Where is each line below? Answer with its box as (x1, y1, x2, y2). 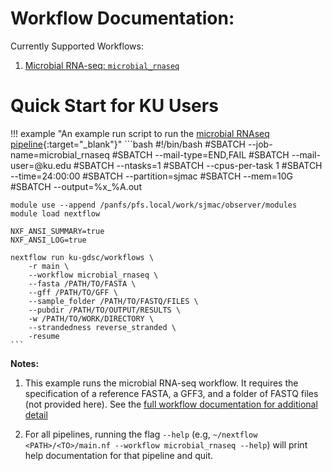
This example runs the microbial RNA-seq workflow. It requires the (24, 377, 299, 389)
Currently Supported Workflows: (10, 40, 144, 52)
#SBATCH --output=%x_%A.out (10, 180, 142, 192)
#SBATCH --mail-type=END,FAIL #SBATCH (111, 148, 290, 161)
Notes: (10, 357, 40, 369)
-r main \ (28, 261, 70, 271)
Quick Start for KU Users (10, 95, 219, 117)
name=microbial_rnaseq (10, 148, 110, 161)
